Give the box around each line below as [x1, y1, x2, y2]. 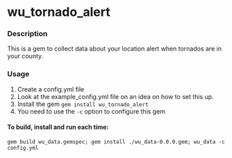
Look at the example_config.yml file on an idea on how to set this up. [17, 92, 214, 100]
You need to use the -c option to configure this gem [17, 107, 165, 115]
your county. [7, 52, 44, 60]
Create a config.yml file [17, 85, 85, 94]
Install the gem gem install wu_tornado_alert [17, 100, 149, 108]
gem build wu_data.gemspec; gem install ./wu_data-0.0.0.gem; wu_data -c [7, 138, 226, 146]
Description [7, 29, 48, 39]
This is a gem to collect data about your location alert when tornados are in [7, 44, 222, 53]
